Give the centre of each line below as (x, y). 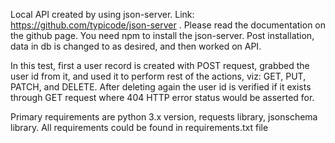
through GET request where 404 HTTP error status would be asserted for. (162, 97)
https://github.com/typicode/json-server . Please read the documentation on (168, 25)
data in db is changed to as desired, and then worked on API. (136, 46)
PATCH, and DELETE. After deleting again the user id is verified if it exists (161, 87)
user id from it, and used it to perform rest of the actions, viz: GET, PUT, (158, 76)
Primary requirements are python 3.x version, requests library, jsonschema (164, 117)
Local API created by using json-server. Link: (102, 14)
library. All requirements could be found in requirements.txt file (139, 127)
